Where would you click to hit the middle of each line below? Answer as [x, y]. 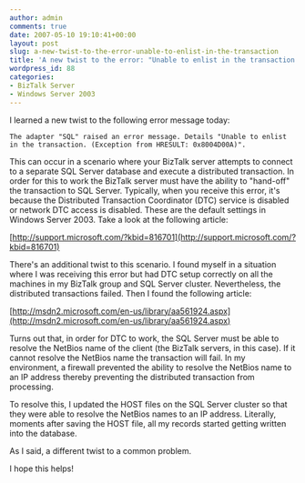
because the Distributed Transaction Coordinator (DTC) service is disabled [149, 200]
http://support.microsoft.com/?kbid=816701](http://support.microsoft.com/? [154, 236]
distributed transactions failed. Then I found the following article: [131, 293]
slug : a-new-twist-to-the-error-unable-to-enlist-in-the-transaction [144, 52]
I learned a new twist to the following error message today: [120, 120]
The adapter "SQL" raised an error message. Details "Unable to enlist [148, 136]
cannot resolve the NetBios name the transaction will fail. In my [127, 357]
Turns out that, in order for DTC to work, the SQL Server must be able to [144, 338]
